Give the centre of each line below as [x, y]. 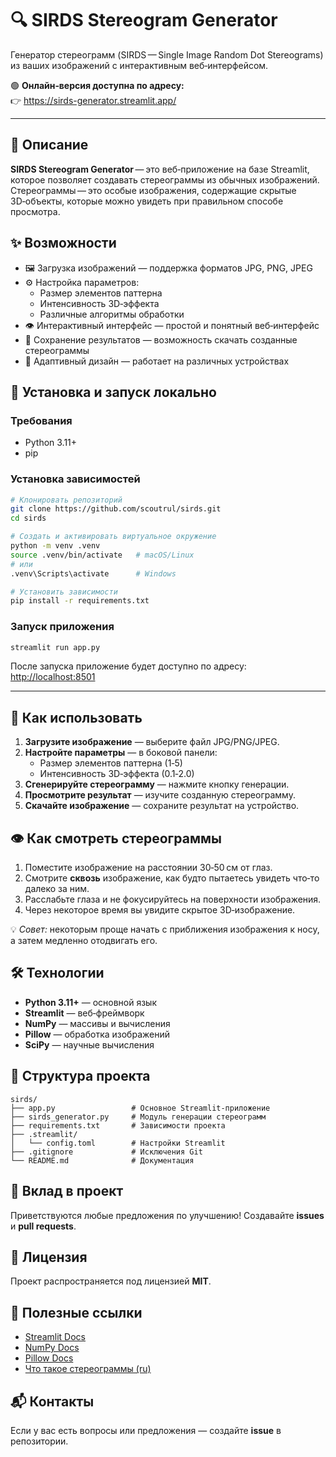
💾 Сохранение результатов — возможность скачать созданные [161, 339]
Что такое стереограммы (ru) [88, 1369]
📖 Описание [49, 145]
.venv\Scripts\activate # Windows [93, 573]
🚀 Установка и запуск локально [113, 392]
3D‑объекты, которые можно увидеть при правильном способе [147, 201]
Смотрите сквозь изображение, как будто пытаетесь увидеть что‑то [172, 878]
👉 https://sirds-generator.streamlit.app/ [93, 100]
